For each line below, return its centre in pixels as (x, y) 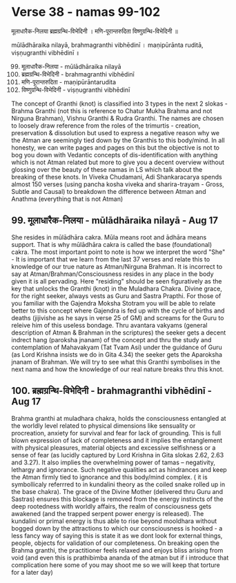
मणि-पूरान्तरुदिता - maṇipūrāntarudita (69, 82)
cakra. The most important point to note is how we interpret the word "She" (118, 252)
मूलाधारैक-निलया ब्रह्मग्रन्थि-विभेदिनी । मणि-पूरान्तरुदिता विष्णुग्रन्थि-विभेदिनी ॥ (95, 31)
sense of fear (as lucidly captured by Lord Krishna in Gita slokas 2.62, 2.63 (118, 455)
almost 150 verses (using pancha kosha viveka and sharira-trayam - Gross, (118, 184)
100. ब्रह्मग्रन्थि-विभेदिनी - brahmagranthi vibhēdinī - (112, 391)
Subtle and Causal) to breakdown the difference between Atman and (109, 191)
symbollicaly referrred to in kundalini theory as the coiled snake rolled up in (118, 484)
